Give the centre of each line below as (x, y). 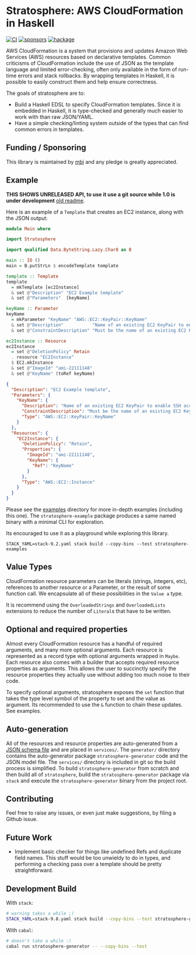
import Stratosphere (31, 239)
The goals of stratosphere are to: (45, 93)
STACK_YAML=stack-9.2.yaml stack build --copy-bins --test (79, 544)
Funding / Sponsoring (46, 148)
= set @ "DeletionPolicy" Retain (51, 352)
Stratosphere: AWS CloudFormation (95, 11)
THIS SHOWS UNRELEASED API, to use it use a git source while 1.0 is (91, 194)
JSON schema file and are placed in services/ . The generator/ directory (93, 749)
